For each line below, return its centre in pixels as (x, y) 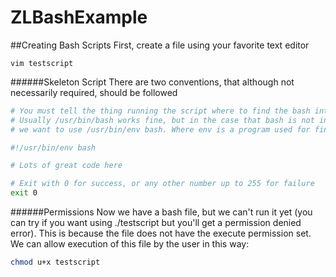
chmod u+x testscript (55, 262)
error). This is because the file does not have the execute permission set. (161, 233)
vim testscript (42, 63)
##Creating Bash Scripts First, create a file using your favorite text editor (160, 45)
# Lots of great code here (66, 166)
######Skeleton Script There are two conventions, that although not (152, 82)
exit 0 (24, 193)
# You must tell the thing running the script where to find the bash (160, 111)
